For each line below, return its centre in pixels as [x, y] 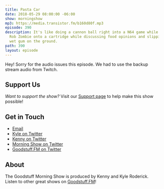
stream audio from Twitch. [31, 69]
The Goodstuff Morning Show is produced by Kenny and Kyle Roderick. [77, 176]
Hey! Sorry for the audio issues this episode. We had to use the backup [77, 64]
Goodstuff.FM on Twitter [37, 150]
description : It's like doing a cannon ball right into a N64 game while [82, 32]
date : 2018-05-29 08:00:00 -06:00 [40, 14]
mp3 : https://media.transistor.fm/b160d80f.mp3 [54, 23]
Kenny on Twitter [29, 139]
